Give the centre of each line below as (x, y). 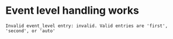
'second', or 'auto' (31, 31)
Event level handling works (72, 11)
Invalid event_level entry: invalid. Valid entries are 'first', (86, 26)
